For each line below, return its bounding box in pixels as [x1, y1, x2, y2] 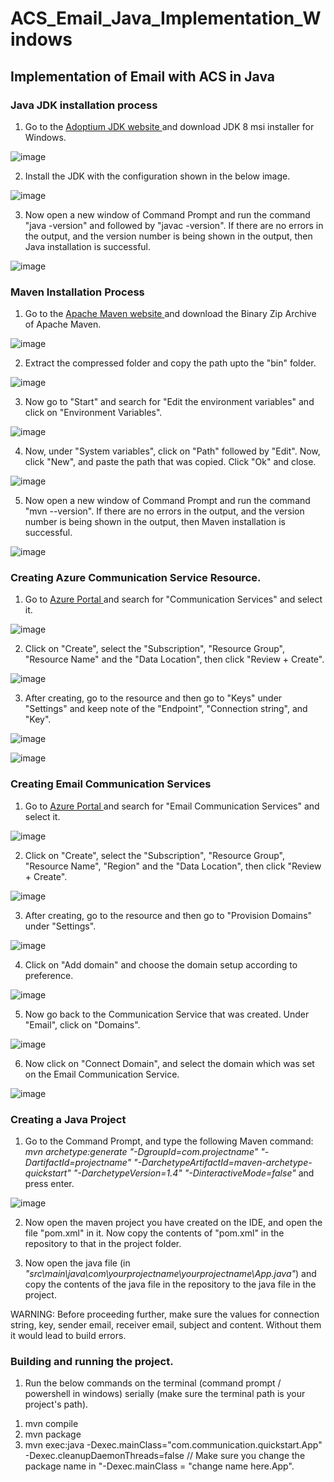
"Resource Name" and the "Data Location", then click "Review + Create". [24, 653, 325, 666]
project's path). [24, 1398, 89, 1411]
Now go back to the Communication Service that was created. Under [24, 1008, 310, 1020]
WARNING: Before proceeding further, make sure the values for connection [10, 1308, 320, 1321]
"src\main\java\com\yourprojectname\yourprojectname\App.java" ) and [24, 1268, 317, 1280]
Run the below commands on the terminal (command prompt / [24, 1377, 282, 1389]
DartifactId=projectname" [24, 1157, 132, 1169]
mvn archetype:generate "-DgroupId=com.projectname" [24, 1146, 259, 1158]
